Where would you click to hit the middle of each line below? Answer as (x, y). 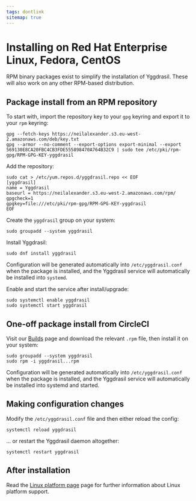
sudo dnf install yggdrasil (41, 254)
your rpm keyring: (27, 123)
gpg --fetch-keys (28, 134)
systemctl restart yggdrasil (43, 452)
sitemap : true (24, 17)
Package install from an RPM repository (82, 102)
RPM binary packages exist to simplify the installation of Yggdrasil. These (97, 77)
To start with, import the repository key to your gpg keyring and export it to (98, 117)
